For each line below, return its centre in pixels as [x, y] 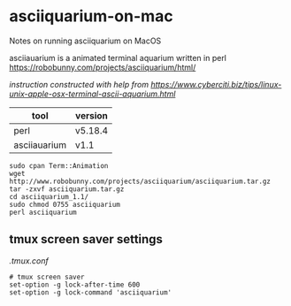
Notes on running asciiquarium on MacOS [85, 41]
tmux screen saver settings [86, 239]
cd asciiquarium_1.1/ [49, 196]
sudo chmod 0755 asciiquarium [65, 204]
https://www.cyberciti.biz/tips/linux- [216, 84]
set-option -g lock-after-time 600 [75, 285]
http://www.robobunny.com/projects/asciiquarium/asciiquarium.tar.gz [140, 181]
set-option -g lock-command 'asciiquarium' [91, 292]
